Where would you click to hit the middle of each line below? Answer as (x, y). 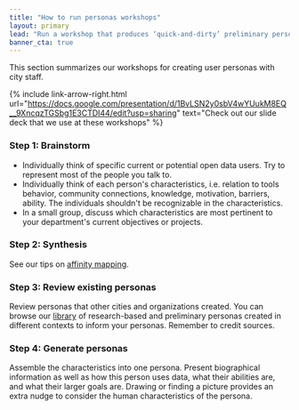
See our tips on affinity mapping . (69, 264)
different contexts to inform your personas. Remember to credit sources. (142, 326)
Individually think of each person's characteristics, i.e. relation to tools (150, 184)
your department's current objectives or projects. (112, 221)
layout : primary (39, 26)
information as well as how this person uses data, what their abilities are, (142, 377)
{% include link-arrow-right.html (68, 94)
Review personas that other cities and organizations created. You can (137, 307)
